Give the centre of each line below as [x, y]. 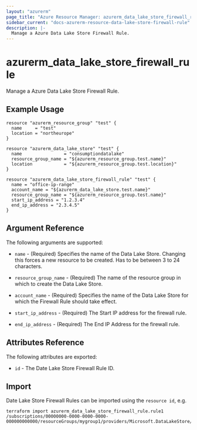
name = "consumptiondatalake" [68, 154]
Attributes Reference [45, 343]
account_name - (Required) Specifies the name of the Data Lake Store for [101, 295]
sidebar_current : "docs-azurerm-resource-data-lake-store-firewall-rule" [98, 22]
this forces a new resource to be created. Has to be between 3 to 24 [97, 260]
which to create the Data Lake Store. [59, 284]
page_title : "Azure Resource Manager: [53, 17]
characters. [28, 266]
